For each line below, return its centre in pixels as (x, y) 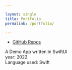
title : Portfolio (23, 19)
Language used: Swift (27, 62)
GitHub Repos (27, 42)
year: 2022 (16, 57)
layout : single (21, 14)
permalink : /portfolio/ (30, 23)
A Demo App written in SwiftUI (36, 52)
